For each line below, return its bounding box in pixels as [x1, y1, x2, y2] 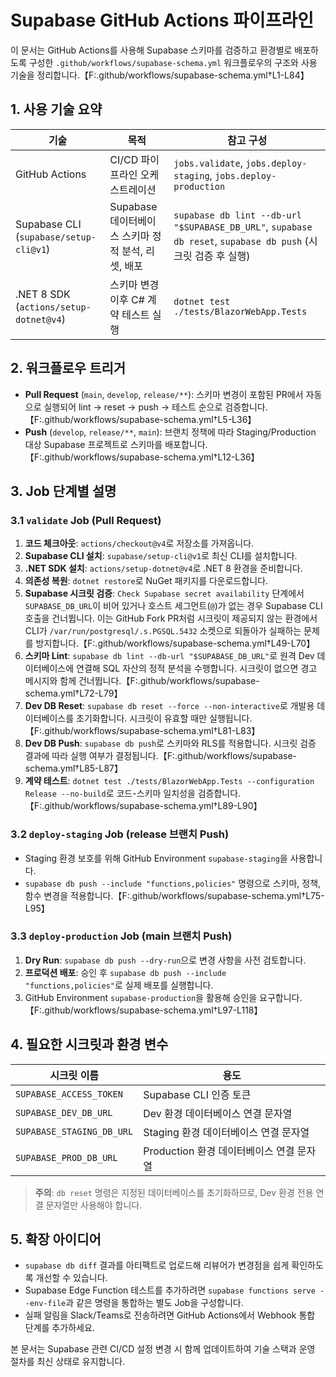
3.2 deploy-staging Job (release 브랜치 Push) [10, 827, 230, 841]
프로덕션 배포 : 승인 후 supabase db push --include [24, 966, 227, 978]
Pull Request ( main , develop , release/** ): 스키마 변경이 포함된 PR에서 [24, 388, 304, 400]
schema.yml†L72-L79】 [24, 687, 123, 700]
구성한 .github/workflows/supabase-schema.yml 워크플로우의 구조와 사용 [28, 56, 318, 68]
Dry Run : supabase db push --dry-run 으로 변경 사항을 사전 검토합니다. [24, 954, 307, 966]
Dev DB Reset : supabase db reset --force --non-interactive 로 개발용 [24, 700, 315, 712]
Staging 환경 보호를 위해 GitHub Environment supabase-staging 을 [24, 852, 288, 864]
